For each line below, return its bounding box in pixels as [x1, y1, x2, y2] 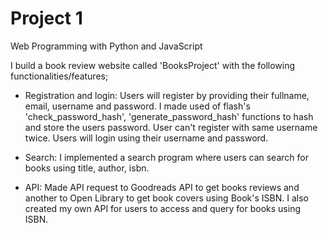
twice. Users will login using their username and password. [24, 132, 269, 144]
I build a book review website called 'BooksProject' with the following [10, 59, 296, 71]
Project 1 [10, 7, 83, 30]
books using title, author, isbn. [24, 162, 150, 174]
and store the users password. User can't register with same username [24, 121, 318, 133]
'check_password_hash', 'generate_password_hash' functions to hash [24, 110, 314, 122]
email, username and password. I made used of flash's [24, 100, 251, 112]
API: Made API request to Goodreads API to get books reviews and [24, 181, 300, 193]
